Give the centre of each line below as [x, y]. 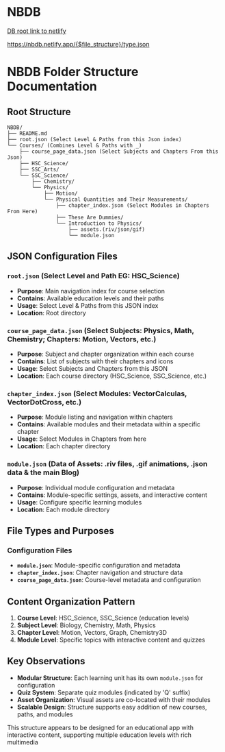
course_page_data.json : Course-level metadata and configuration [109, 580]
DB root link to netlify [37, 31]
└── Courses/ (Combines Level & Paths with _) [75, 145]
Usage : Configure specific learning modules [79, 502]
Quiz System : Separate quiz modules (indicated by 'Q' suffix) [104, 692]
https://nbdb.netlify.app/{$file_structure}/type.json [78, 44]
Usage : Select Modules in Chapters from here [82, 439]
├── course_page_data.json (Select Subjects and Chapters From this [119, 151]
